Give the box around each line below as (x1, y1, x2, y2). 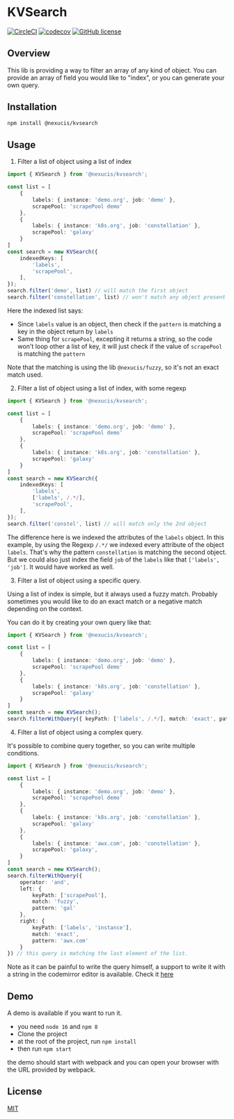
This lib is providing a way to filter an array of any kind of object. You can (7, 66, 217, 74)
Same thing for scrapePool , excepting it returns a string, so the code (17, 334, 212, 343)
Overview (7, 47, 51, 59)
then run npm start (17, 1044, 72, 1053)
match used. (7, 370, 43, 379)
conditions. (7, 749, 40, 757)
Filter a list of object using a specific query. (17, 576, 141, 585)
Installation (7, 101, 57, 113)
